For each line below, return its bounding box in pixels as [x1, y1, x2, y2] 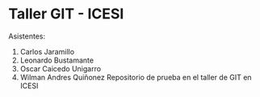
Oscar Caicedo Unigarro [19, 63, 102, 73]
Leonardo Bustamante [19, 55, 94, 65]
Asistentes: [8, 31, 46, 41]
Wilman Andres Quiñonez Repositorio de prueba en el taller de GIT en [19, 72, 252, 82]
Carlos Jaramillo [19, 46, 75, 56]
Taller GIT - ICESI [8, 5, 124, 23]
